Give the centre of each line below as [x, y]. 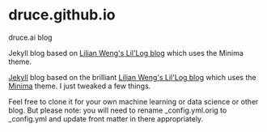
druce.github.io [62, 15]
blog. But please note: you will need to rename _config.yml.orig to [118, 110]
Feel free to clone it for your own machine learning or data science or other [133, 101]
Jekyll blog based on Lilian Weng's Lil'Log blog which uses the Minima [126, 53]
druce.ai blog [30, 37]
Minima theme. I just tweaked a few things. [80, 86]
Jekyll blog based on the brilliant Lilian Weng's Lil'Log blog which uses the [132, 77]
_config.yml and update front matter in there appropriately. [106, 118]
